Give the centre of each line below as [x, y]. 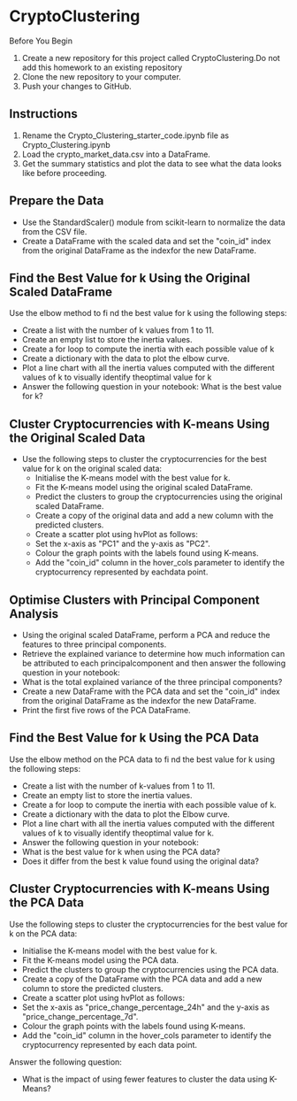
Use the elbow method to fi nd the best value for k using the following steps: [148, 313]
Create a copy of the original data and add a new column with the [154, 516]
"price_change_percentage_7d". [80, 1016]
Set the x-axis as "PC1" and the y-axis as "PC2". [122, 544]
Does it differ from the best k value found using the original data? [140, 861]
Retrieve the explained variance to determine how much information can [153, 654]
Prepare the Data [57, 201]
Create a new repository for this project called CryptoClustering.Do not [151, 58]
